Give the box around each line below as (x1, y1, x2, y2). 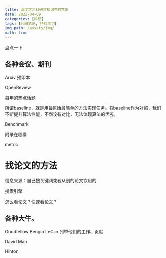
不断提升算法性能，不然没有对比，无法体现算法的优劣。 (5, 111, 118, 117)
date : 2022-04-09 (5, 12, 41, 17)
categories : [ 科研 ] (5, 16, 44, 21)
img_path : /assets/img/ (5, 26, 55, 31)
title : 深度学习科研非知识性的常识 (5, 7, 69, 12)
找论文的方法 (5, 160, 58, 171)
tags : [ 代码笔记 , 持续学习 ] (5, 21, 57, 26)
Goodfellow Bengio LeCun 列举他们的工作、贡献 (5, 228, 103, 234)
